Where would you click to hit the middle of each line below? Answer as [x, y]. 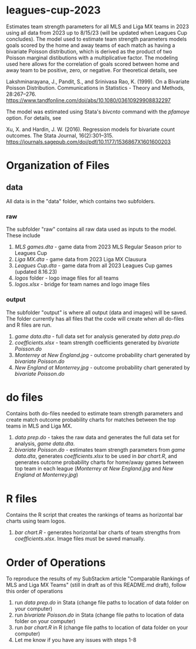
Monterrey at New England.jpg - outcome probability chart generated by [102, 355]
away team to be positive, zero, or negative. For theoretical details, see [92, 70]
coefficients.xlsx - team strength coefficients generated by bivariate [97, 342]
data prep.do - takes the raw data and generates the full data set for [97, 438]
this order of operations [35, 591]
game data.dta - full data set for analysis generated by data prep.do [97, 336]
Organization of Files [58, 166]
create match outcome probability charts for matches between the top [91, 420]
